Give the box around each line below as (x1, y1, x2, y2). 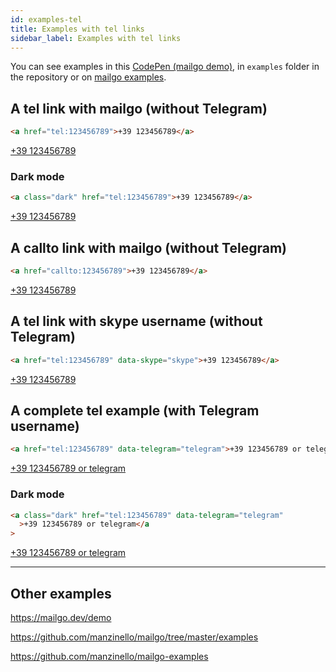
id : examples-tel (10, 14, 83, 25)
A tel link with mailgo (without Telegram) (10, 100, 268, 117)
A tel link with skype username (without (10, 313, 263, 330)
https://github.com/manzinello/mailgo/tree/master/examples (10, 631, 259, 643)
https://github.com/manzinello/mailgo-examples (10, 651, 209, 663)
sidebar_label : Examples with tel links (10, 33, 182, 43)
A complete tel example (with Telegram (10, 402, 260, 419)
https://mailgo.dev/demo (10, 612, 112, 624)
